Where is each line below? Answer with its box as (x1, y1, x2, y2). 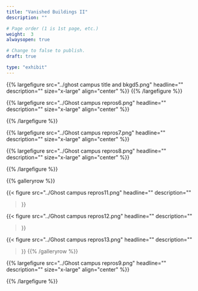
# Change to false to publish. (6, 48, 85, 54)
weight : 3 (6, 31, 34, 37)
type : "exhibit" (6, 64, 47, 70)
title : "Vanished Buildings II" (6, 8, 88, 15)
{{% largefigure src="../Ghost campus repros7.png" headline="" (6, 129, 166, 136)
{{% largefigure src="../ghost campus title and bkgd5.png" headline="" (6, 81, 183, 88)
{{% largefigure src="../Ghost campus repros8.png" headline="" (6, 147, 167, 155)
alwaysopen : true (6, 37, 50, 43)
